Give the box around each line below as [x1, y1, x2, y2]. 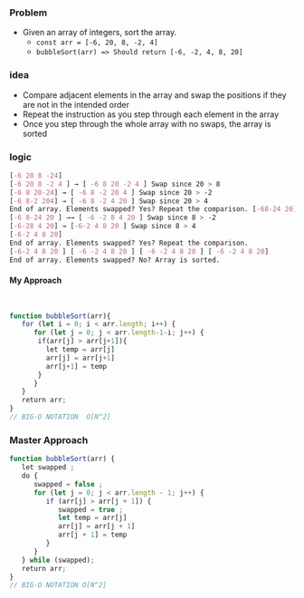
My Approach [9, 275, 62, 286]
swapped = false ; [33, 479, 103, 488]
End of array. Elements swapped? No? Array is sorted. [9, 256, 221, 265]
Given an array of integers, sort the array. [22, 27, 177, 38]
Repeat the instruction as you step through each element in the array [22, 109, 280, 120]
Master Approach [9, 433, 89, 446]
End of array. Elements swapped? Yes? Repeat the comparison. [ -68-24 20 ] [9, 205, 298, 214]
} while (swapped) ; [21, 555, 95, 564]
